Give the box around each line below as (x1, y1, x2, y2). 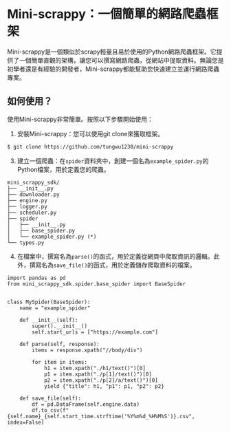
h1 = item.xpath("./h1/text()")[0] (43, 365, 146, 371)
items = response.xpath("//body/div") (32, 347, 143, 354)
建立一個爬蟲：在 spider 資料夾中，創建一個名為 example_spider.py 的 (16, 156, 209, 165)
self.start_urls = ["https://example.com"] (32, 328, 158, 336)
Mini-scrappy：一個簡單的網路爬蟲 (7, 6, 206, 22)
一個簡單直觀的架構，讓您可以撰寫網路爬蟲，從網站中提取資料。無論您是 (19, 56, 224, 64)
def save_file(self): (19, 395, 81, 402)
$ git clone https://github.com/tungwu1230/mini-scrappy (7, 143, 174, 150)
